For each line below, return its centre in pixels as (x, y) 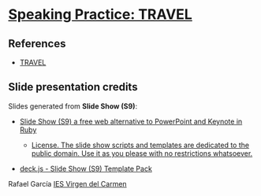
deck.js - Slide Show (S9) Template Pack (86, 168)
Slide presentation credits (73, 87)
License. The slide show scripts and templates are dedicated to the (140, 145)
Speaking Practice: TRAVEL (101, 15)
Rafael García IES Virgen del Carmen (68, 183)
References (37, 44)
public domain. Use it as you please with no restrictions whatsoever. (142, 153)
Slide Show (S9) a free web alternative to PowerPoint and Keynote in (131, 121)
